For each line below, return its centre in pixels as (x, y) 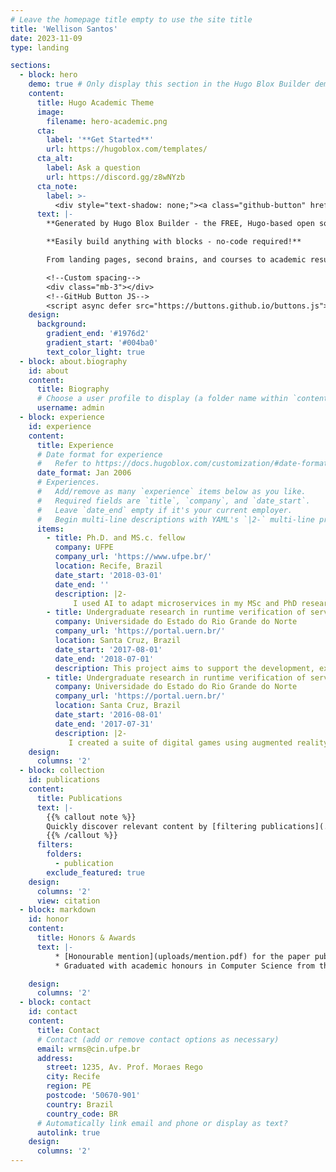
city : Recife (73, 1077)
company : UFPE (84, 547)
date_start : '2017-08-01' (108, 649)
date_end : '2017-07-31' (104, 724)
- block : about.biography (73, 361)
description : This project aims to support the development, (184, 668)
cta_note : (57, 186)
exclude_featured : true (95, 872)
